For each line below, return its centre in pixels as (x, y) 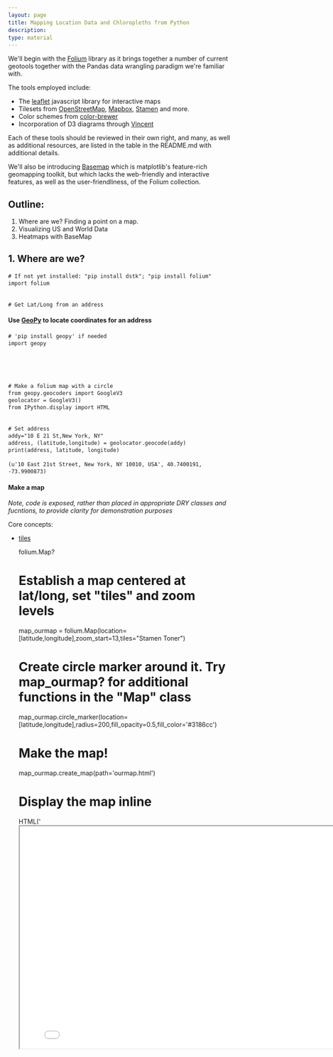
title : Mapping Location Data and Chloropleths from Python (99, 22)
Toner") (174, 638)
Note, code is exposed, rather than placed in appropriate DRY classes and (117, 503)
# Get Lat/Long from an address (56, 305)
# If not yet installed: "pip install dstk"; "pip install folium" (110, 276)
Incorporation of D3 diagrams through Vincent (86, 124)
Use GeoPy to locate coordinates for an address (80, 320)
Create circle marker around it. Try (122, 667)
